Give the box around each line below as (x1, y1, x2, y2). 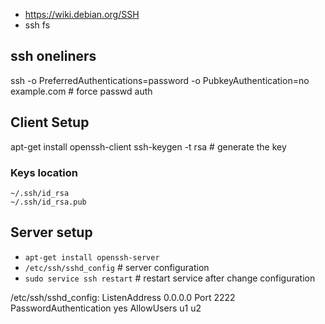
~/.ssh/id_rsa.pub (10, 197, 87, 207)
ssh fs (24, 19, 51, 31)
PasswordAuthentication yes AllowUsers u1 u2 (10, 302, 202, 314)
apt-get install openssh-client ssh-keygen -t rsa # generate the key (10, 140, 287, 153)
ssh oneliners (10, 48, 97, 65)
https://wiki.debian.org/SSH (24, 9, 140, 20)
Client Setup (10, 114, 90, 131)
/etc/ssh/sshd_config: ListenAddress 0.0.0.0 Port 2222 (10, 291, 236, 303)
